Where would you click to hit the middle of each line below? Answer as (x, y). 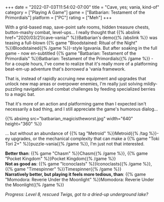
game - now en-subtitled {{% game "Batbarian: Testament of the (71, 53)
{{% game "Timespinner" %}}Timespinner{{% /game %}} (63, 169)
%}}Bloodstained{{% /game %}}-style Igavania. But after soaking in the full (81, 48)
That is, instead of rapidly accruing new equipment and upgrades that (76, 79)
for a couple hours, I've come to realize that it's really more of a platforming (82, 64)
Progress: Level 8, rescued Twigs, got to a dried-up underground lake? (77, 194)
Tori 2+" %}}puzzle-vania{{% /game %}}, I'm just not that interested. (75, 144)
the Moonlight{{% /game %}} (35, 185)
